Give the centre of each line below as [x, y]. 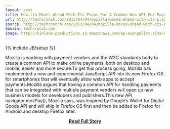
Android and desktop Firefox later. [41, 111]
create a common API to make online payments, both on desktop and [77, 63]
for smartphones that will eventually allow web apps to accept [70, 79]
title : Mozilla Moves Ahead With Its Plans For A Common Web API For [80, 15]
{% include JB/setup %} [30, 48]
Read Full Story [85, 121]
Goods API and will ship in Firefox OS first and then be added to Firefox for [83, 106]
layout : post [19, 10]
